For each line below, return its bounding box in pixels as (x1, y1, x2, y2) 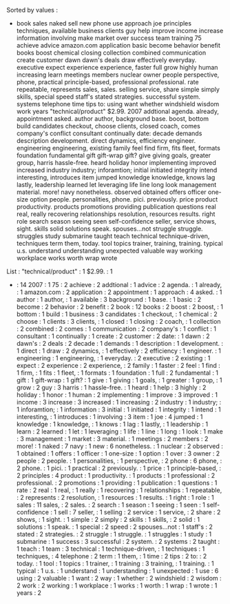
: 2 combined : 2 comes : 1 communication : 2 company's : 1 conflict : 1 (16, 324, 216, 333)
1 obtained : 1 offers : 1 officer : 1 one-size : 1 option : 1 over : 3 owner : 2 (16, 449, 220, 458)
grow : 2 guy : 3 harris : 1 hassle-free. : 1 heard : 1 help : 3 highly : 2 (16, 383, 207, 391)
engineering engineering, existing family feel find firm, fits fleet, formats (16, 144, 221, 152)
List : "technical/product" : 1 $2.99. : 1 (6, 267, 113, 275)
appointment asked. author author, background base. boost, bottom (16, 115, 209, 123)
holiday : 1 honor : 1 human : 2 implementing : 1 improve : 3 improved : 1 (16, 391, 218, 399)
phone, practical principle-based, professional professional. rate (16, 78, 199, 86)
